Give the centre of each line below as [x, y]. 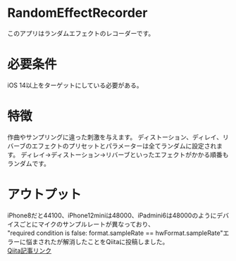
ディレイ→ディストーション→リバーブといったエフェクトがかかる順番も [125, 154]
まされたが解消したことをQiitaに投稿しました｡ [98, 241]
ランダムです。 [29, 163]
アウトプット [45, 194]
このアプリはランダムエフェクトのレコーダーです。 [81, 33]
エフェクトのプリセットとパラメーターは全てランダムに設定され [124, 146]
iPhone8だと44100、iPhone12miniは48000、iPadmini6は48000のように [112, 215]
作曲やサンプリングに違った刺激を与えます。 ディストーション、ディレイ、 [115, 137]
